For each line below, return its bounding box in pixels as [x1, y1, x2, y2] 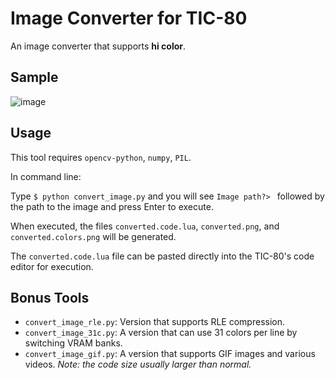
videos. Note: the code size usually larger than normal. [24, 358, 252, 371]
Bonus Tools [10, 289, 90, 306]
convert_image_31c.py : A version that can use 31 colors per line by [24, 327, 298, 339]
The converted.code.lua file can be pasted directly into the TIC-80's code [10, 250, 315, 262]
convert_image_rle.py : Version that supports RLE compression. [24, 316, 285, 328]
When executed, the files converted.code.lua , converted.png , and [10, 220, 280, 232]
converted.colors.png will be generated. [10, 230, 177, 242]
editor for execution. [10, 260, 94, 272]
